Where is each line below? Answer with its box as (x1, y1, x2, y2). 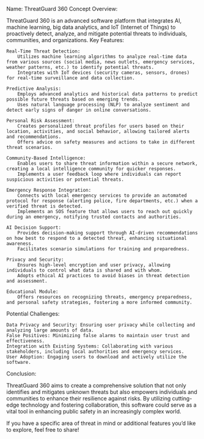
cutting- (172, 395, 192, 402)
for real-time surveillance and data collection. (6, 75, 136, 81)
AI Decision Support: (6, 225, 62, 231)
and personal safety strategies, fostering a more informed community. (6, 299, 192, 305)
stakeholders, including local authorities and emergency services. (6, 349, 184, 355)
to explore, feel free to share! (6, 426, 79, 433)
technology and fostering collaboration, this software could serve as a (20, 401, 197, 408)
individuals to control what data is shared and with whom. (6, 267, 163, 274)
